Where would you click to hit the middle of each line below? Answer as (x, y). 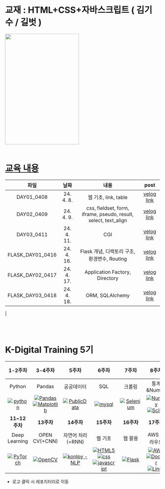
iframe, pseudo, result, (108, 214)
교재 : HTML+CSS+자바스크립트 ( (70, 10)
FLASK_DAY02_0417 (32, 275)
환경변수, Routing (108, 259)
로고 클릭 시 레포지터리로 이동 (40, 481)
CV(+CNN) (45, 441)
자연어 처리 (75, 435)
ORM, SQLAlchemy (108, 295)
